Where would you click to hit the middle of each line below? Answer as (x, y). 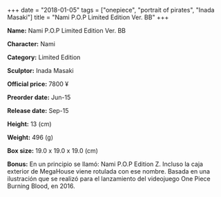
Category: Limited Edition (44, 57)
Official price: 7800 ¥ (38, 84)
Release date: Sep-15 (38, 111)
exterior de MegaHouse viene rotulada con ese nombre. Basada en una (109, 171)
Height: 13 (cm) (29, 124)
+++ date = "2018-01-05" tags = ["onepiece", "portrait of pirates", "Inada (111, 10)
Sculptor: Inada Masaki (40, 71)
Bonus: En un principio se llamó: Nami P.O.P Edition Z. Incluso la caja (105, 164)
